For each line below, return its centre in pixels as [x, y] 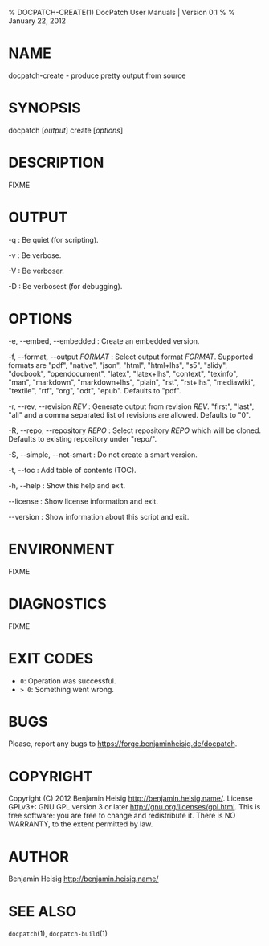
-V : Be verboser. [36, 271]
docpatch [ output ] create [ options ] [66, 130]
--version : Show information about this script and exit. [99, 516]
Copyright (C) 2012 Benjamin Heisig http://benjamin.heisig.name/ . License [130, 798]
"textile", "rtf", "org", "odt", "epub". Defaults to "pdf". [95, 390]
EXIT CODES [51, 658]
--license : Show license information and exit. [84, 501]
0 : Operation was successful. [68, 681]
